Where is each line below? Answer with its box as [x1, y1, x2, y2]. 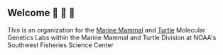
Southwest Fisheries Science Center [7, 40, 114, 49]
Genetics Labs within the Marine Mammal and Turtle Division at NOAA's [7, 33, 217, 42]
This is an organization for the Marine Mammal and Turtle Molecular [7, 25, 206, 34]
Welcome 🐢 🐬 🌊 [7, 7, 76, 19]
